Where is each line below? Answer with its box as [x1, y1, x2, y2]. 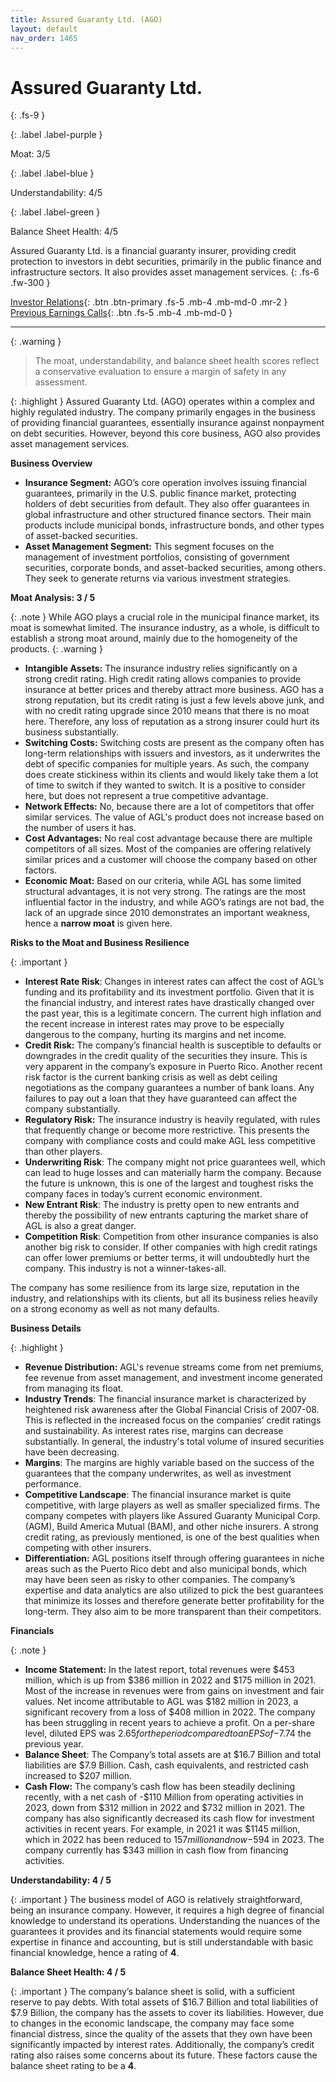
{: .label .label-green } [10, 206, 101, 218]
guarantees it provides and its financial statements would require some [10, 1926, 303, 1938]
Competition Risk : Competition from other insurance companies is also [24, 1231, 319, 1243]
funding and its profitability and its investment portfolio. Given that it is [24, 986, 315, 998]
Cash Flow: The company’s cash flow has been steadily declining [24, 1781, 296, 1793]
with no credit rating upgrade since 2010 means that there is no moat [24, 705, 310, 717]
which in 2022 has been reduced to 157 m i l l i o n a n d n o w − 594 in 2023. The [24, 1834, 325, 1846]
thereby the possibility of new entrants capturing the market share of [24, 1209, 309, 1221]
